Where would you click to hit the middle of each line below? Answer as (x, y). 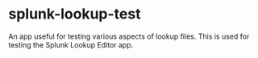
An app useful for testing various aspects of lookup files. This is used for (129, 36)
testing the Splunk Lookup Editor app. (71, 44)
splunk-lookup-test (75, 14)
